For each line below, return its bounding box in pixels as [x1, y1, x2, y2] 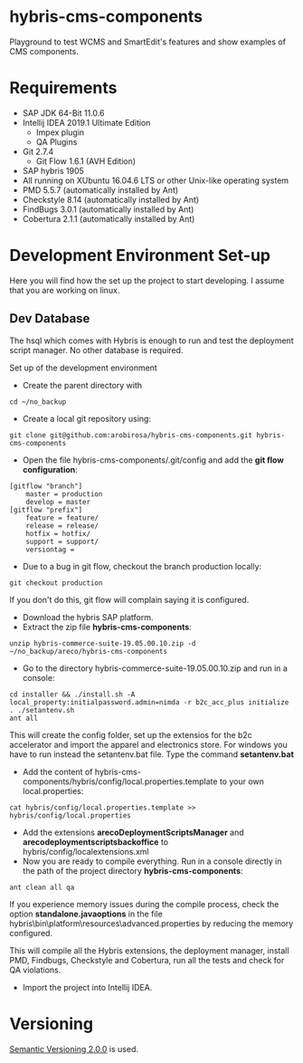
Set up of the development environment [9, 362, 158, 373]
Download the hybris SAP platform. [22, 611, 154, 622]
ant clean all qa [9, 883, 75, 892]
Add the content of [22, 766, 93, 777]
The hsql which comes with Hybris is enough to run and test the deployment [9, 335, 294, 346]
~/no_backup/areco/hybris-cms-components [9, 646, 168, 656]
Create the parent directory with [22, 379, 143, 390]
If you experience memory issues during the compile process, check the [9, 898, 279, 909]
